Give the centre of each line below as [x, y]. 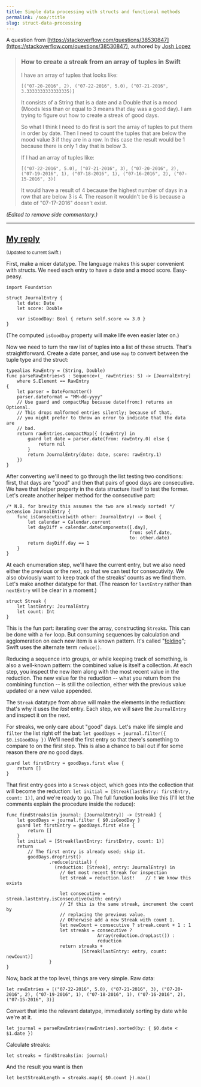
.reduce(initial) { [73, 862]
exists [14, 883]
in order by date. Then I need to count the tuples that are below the [103, 133]
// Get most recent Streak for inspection [113, 873]
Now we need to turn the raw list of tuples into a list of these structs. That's [99, 347]
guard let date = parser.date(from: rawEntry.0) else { [99, 439]
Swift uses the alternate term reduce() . [54, 647]
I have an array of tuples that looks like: [69, 75]
